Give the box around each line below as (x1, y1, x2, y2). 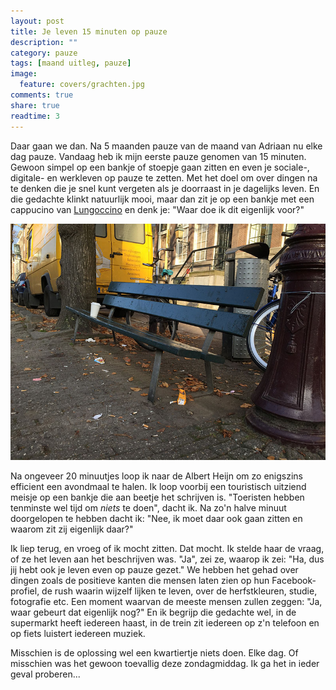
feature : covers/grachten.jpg (19, 80, 145, 90)
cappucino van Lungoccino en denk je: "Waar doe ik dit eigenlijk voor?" (10, 203, 305, 215)
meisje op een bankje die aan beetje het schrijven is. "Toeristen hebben (10, 491, 305, 503)
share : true (10, 100, 60, 110)
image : (10, 69, 38, 79)
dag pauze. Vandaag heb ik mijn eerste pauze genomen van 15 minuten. (10, 150, 307, 162)
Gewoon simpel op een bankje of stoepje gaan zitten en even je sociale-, (10, 161, 310, 173)
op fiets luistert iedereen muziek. (10, 627, 146, 639)
